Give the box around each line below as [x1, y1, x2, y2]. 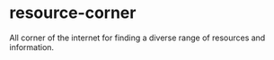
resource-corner [9, 3, 137, 23]
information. [9, 41, 55, 52]
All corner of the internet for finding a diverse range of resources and [9, 32, 266, 43]
